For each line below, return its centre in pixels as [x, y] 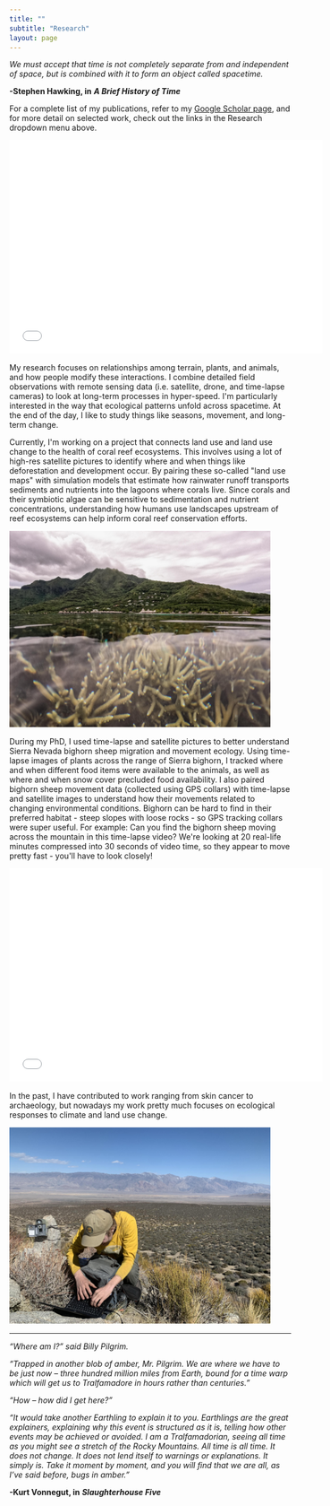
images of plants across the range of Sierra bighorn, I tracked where [157, 761]
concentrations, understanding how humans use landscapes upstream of [144, 509]
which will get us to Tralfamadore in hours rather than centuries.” [130, 1383]
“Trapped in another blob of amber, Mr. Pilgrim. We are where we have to [144, 1364]
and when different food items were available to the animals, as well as [140, 770]
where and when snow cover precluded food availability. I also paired [137, 779]
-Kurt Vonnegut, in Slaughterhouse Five [85, 1493]
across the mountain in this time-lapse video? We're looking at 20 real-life [145, 837]
